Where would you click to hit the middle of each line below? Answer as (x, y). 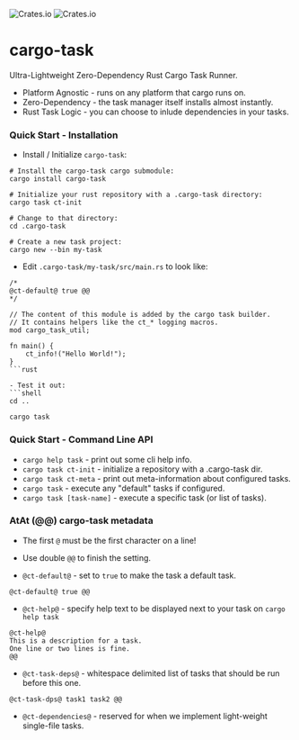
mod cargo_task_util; (50, 330)
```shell (26, 393)
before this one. (52, 682)
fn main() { (31, 347)
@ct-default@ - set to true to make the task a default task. (129, 575)
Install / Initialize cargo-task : (75, 155)
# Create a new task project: (66, 242)
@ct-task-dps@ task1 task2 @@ (66, 699)
